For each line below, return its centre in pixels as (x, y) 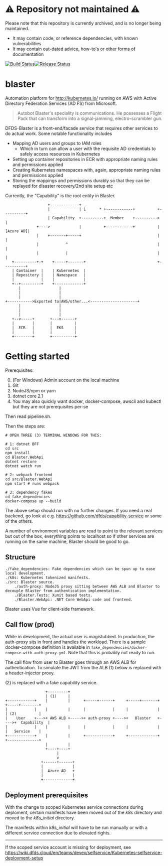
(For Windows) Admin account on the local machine (66, 380)
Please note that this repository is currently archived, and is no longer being (83, 23)
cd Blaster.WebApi (24, 457)
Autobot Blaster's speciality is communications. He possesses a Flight (89, 113)
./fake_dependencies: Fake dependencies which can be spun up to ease (80, 569)
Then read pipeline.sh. (28, 416)
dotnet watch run (23, 466)
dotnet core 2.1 (28, 396)
